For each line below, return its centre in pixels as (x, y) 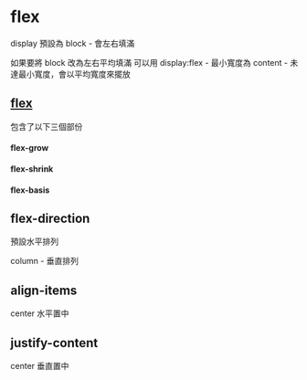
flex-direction (50, 218)
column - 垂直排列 (44, 261)
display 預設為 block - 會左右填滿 (73, 43)
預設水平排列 (34, 242)
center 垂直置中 (40, 365)
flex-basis (30, 190)
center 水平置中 (40, 313)
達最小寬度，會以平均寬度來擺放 (70, 74)
